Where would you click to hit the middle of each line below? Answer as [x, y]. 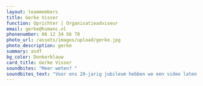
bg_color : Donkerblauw [35, 57]
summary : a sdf [24, 51]
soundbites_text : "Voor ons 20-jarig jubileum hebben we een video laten [102, 74]
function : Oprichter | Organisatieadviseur [62, 23]
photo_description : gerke [39, 46]
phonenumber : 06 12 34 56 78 [43, 35]
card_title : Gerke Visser [39, 62]
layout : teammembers [33, 12]
